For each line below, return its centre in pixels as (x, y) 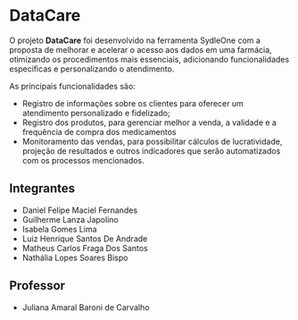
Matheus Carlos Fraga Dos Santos (85, 248)
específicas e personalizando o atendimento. (92, 69)
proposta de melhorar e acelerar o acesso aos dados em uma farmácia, (141, 49)
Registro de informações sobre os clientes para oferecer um (132, 103)
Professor (37, 286)
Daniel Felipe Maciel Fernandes (80, 210)
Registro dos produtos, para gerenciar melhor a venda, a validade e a (149, 122)
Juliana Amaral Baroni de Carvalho (86, 307)
